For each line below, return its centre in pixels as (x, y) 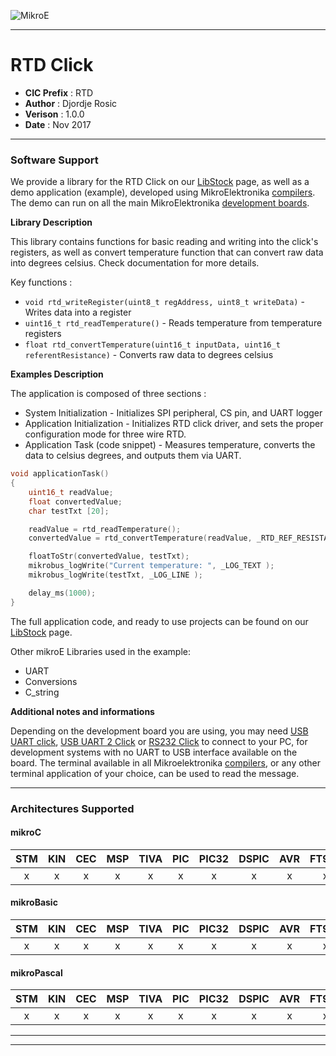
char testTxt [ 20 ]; (69, 511)
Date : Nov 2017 (58, 124)
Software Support (54, 160)
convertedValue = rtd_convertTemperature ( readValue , (140, 538)
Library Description (51, 222)
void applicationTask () (60, 474)
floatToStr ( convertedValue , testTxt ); (109, 556)
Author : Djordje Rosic (71, 103)
